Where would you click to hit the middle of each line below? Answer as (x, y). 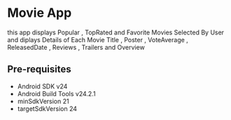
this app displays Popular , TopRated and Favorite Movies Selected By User (116, 32)
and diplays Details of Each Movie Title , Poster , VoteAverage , (98, 39)
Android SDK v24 (42, 86)
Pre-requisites (39, 69)
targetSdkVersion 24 (47, 108)
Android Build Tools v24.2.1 (56, 93)
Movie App (40, 13)
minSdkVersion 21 (43, 101)
